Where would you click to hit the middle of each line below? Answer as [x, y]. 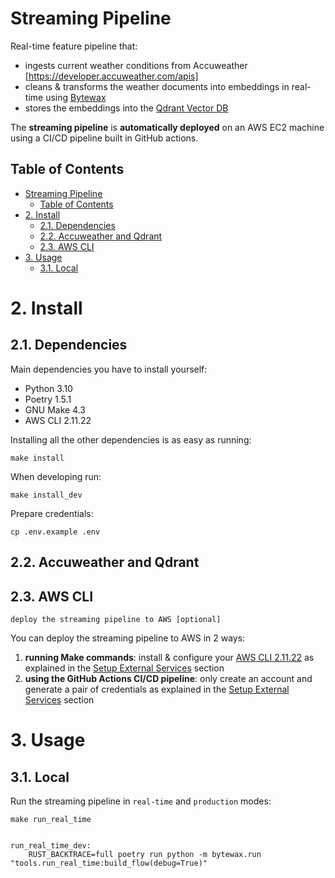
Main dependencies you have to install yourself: [109, 369]
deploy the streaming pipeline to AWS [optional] [116, 619]
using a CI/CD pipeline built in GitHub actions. [104, 138]
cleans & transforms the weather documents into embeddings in [157, 86]
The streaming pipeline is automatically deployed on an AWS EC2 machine [167, 127]
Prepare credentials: [52, 513]
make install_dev [46, 495]
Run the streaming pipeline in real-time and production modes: [141, 801]
